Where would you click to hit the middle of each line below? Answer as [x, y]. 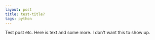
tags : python [19, 19]
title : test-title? [25, 14]
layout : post [19, 10]
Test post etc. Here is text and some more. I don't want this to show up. [78, 33]
